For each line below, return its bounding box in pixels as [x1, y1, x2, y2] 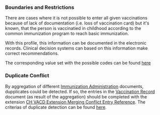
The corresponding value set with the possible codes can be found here [5, 60, 151, 66]
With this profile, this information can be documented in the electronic [5, 40, 147, 46]
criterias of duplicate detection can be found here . [5, 104, 107, 110]
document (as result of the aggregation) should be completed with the [5, 93, 147, 99]
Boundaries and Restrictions [5, 4, 75, 11]
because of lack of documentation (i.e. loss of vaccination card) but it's [5, 20, 150, 26]
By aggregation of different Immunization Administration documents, [5, 83, 144, 89]
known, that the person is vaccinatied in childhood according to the [5, 25, 141, 31]
